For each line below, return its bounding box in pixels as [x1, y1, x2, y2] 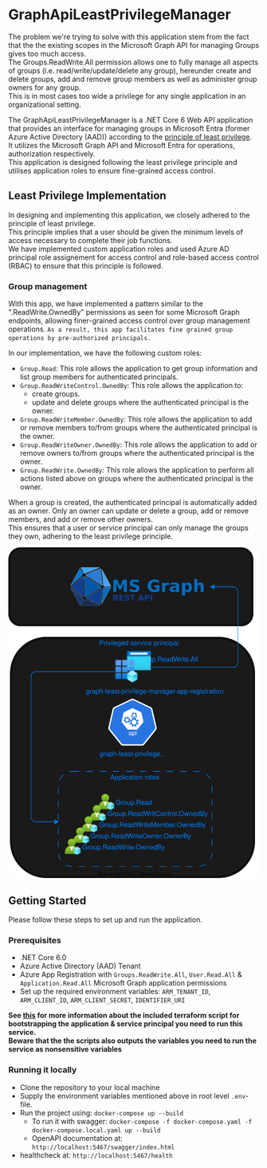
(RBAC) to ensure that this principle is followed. [8, 261, 163, 270]
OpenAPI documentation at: [31, 1133, 124, 1143]
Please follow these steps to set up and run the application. [8, 915, 203, 925]
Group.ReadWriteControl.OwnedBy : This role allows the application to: [19, 381, 244, 390]
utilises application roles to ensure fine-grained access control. [8, 166, 215, 175]
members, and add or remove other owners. [8, 515, 153, 524]
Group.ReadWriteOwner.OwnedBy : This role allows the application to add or [19, 440, 257, 449]
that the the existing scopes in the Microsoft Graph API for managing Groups [8, 40, 260, 49]
